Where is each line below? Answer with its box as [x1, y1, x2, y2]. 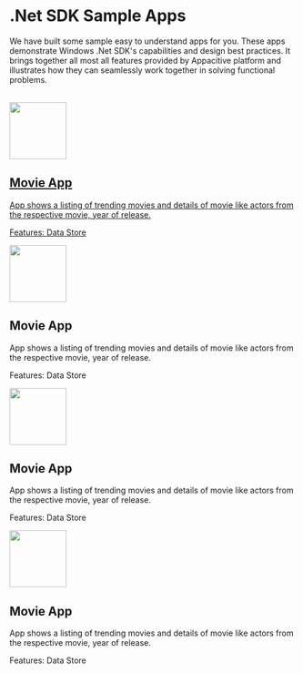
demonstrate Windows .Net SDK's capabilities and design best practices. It [9, 45, 291, 56]
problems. [9, 74, 47, 85]
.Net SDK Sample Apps [9, 5, 187, 26]
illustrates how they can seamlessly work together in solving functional [9, 65, 276, 76]
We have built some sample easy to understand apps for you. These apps [9, 36, 286, 46]
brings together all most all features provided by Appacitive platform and [9, 55, 282, 66]
